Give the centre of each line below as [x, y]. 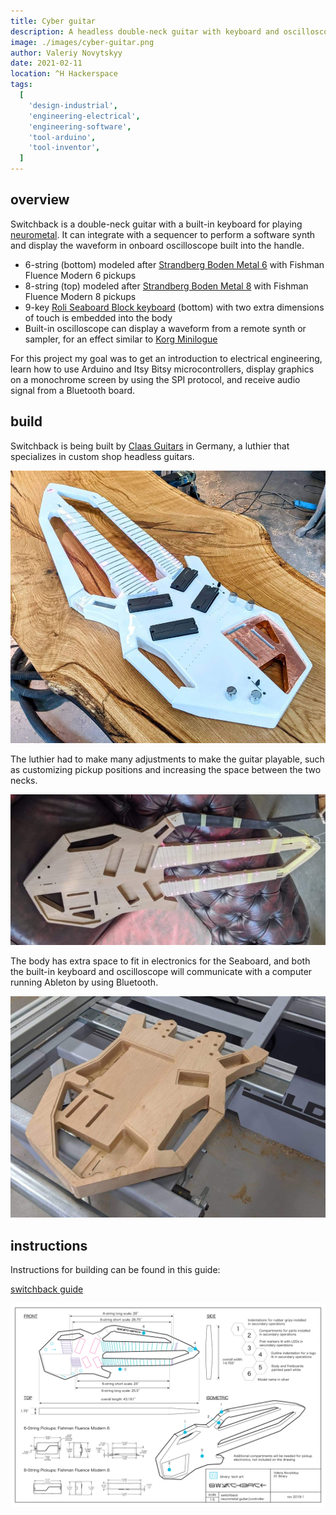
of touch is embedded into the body [98, 317]
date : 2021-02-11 [46, 63]
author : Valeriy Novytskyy [66, 53]
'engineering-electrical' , [84, 116]
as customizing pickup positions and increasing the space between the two [166, 770]
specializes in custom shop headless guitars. [102, 456]
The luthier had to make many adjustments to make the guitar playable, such [167, 759]
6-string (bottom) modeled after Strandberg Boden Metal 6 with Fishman [174, 264]
